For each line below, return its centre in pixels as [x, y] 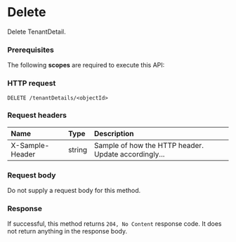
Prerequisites [31, 50]
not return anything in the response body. [67, 231]
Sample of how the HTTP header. [149, 145]
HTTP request [32, 83]
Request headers [37, 115]
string [78, 149]
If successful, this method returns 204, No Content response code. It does [114, 224]
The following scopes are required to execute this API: [86, 65]
